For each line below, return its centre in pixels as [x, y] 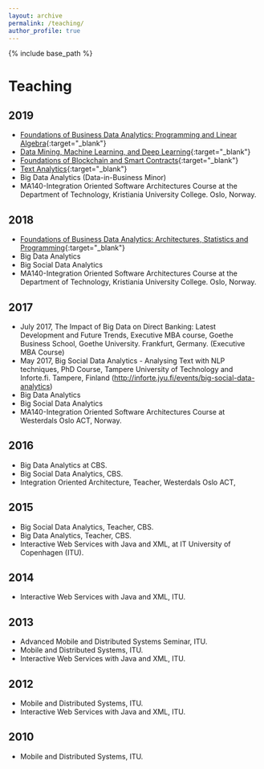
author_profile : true [45, 31]
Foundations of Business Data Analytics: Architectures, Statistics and [134, 239]
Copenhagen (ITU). [52, 552]
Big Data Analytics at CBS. [63, 465]
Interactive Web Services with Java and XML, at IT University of [125, 544]
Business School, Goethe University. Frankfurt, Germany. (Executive [132, 344]
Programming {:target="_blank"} [73, 248]
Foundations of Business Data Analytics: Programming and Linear [128, 135]
